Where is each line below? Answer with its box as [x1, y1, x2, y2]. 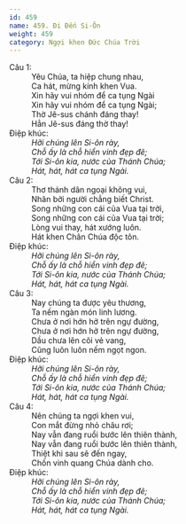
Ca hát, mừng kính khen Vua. [31, 81, 137, 91]
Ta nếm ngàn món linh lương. [31, 307, 137, 317]
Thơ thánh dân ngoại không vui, [31, 184, 148, 195]
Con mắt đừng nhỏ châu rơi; [31, 420, 134, 431]
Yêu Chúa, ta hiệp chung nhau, [31, 72, 144, 82]
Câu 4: [9, 401, 34, 412]
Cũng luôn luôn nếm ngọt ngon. [31, 345, 147, 356]
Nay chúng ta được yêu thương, [31, 298, 147, 309]
